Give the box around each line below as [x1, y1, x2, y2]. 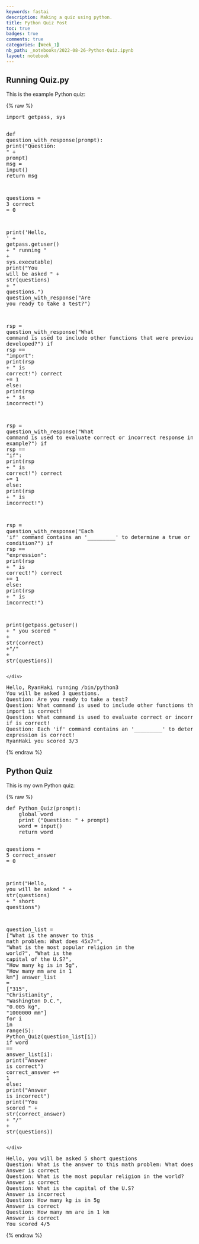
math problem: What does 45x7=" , [6, 938, 104, 945]
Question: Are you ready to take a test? [6, 696, 129, 703]
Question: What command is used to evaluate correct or [6, 714, 172, 720]
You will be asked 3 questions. [6, 690, 100, 697]
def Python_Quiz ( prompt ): [6, 805, 82, 812]
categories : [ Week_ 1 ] [6, 42, 60, 48]
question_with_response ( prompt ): [6, 137, 104, 143]
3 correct [6, 200, 34, 208]
